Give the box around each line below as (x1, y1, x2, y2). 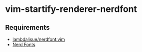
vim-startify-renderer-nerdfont (5, 3, 138, 15)
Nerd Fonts (12, 42, 36, 48)
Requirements (5, 23, 50, 32)
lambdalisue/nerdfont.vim (12, 36, 65, 42)
